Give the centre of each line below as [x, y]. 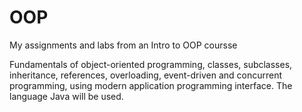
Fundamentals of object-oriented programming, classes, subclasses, [151, 64]
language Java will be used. [66, 96]
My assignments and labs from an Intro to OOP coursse [123, 45]
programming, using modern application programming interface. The [151, 85]
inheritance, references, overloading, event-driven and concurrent [146, 75]
